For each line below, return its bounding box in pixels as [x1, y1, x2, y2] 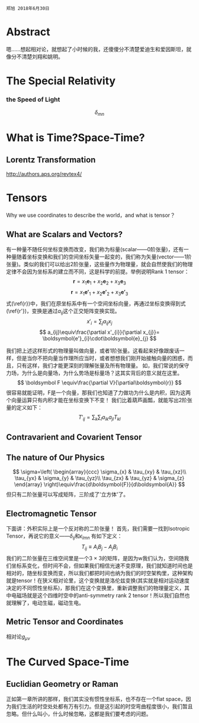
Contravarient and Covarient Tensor [6, 432, 142, 443]
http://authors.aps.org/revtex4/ [6, 171, 82, 178]
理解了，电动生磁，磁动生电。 [11, 599, 84, 606]
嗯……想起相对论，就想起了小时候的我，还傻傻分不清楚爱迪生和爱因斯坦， [6, 45, 187, 52]
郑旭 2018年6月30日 [6, 5, 50, 11]
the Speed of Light [6, 96, 60, 104]
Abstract [6, 26, 50, 39]
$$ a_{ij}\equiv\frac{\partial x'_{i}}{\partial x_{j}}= [39, 329, 160, 336]
